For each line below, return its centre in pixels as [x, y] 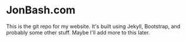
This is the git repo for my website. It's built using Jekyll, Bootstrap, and [93, 26]
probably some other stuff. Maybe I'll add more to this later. [78, 32]
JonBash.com [41, 10]
